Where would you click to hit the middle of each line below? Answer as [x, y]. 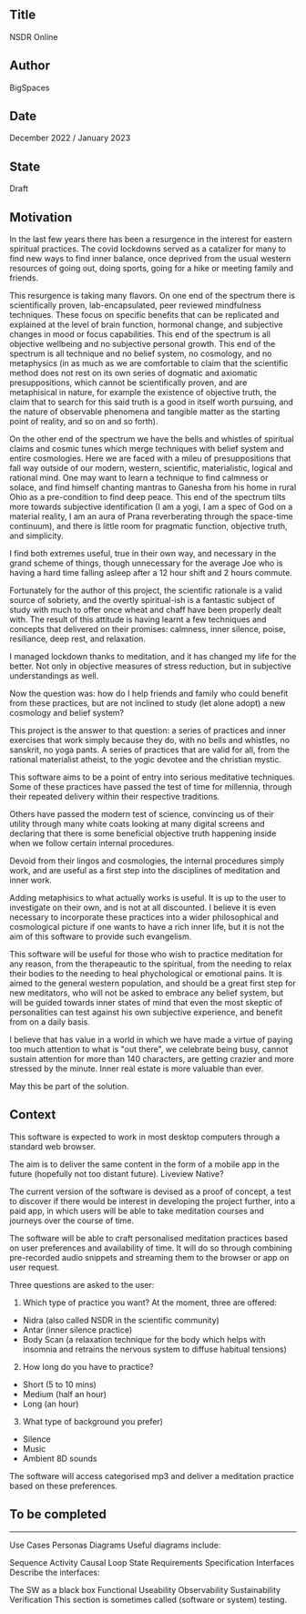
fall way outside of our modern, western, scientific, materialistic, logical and [151, 468]
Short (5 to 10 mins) [60, 1384]
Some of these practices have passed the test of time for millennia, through [151, 787]
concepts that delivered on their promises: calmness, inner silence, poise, [148, 629]
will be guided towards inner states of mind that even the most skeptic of [146, 1003]
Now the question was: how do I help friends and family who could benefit [149, 694]
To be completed [58, 1514]
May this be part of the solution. [69, 1087]
